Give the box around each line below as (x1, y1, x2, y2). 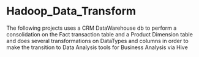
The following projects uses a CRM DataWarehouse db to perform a (6, 24, 177, 32)
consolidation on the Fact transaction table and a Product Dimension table (6, 30, 193, 38)
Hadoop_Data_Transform (6, 4, 137, 18)
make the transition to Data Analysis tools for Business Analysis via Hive (6, 44, 188, 51)
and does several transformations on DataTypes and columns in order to (6, 37, 189, 44)
